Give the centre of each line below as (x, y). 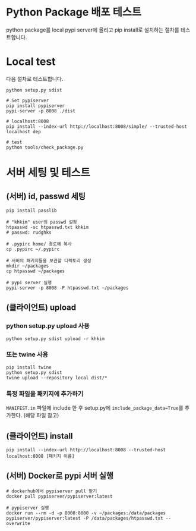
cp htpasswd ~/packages (36, 271)
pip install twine (29, 367)
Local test (31, 62)
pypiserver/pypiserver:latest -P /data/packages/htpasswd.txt (85, 518)
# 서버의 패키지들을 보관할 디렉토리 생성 (49, 260)
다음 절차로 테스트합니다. (35, 78)
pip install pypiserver (36, 106)
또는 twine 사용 (27, 354)
